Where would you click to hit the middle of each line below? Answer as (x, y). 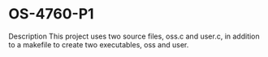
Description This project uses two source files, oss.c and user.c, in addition (134, 36)
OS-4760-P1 (52, 14)
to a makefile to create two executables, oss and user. (99, 44)
